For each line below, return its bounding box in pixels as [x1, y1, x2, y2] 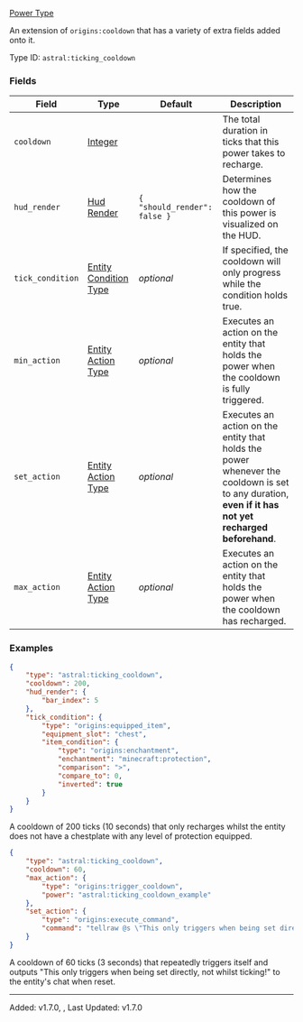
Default [160, 98, 193, 111]
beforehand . [222, 532, 277, 545]
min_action [14, 355, 60, 366]
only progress [222, 266, 281, 279]
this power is [222, 207, 277, 219]
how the [222, 184, 257, 197]
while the [222, 278, 262, 290]
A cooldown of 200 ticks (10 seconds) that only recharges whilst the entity [9, 821, 286, 833]
